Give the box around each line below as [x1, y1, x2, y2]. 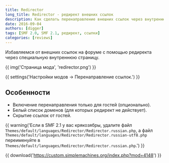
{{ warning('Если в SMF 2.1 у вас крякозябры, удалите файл [5, 122, 132, 128]
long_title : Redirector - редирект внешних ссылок [5, 12, 114, 17]
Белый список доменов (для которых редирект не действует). [12, 107, 147, 113]
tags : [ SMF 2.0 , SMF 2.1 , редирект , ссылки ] [5, 31, 100, 36]
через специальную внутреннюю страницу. [5, 54, 100, 60]
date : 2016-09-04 [5, 21, 42, 27]
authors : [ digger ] [5, 26, 44, 31]
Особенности [5, 88, 50, 97]
